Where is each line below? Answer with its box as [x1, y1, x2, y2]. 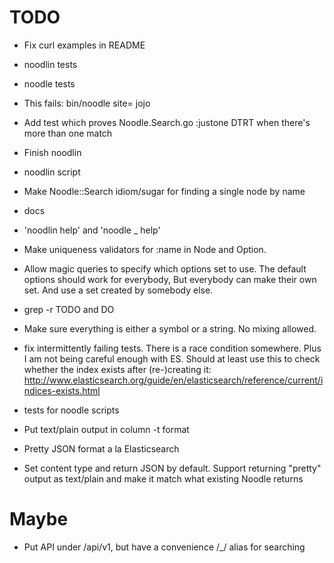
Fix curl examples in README [23, 39, 146, 51]
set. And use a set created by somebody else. [23, 284, 214, 296]
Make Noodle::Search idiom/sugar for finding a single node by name [23, 185, 306, 197]
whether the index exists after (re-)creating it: [23, 363, 212, 375]
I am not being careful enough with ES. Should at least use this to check [23, 352, 321, 365]
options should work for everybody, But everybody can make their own [23, 273, 317, 285]
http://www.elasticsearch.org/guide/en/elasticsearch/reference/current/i [23, 374, 324, 386]
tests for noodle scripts [23, 404, 120, 416]
